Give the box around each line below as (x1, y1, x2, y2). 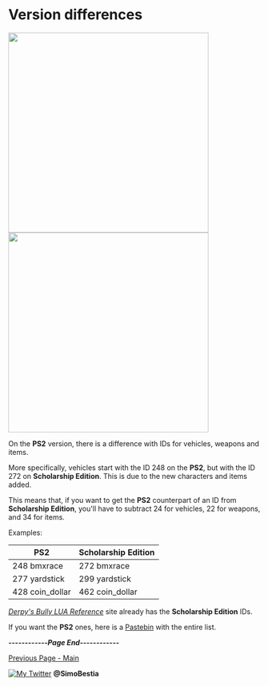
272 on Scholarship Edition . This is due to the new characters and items (8, 471, 248, 481)
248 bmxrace (12, 560, 64, 571)
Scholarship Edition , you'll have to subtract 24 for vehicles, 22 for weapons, (8, 504, 261, 513)
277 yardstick (12, 573, 66, 584)
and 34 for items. (8, 512, 66, 521)
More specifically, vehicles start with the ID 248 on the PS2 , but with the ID (8, 462, 256, 473)
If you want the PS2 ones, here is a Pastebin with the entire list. (8, 622, 217, 632)
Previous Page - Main (8, 653, 80, 663)
